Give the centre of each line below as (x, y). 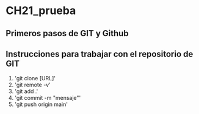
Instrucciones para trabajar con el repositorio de (99, 54)
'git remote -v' (33, 85)
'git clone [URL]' (35, 78)
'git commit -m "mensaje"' (48, 98)
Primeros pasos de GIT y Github (67, 33)
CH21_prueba (41, 11)
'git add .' (26, 91)
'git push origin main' (41, 104)
